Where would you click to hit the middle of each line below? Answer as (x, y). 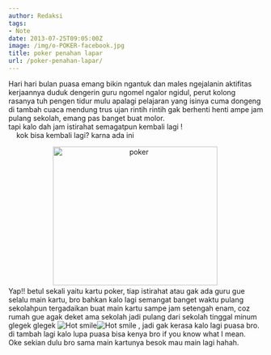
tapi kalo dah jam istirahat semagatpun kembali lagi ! (96, 127)
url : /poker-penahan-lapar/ (56, 61)
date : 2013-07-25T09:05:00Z (56, 38)
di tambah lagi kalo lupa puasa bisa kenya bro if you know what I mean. (127, 334)
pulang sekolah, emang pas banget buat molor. (87, 118)
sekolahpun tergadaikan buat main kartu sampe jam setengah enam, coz (129, 308)
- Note (19, 31)
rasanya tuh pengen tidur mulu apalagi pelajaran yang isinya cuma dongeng (135, 101)
